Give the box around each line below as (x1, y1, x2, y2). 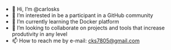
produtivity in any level (11, 31, 68, 38)
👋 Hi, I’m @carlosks (11, 6, 60, 12)
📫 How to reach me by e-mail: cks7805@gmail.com (11, 37, 140, 44)
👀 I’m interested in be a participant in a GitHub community (11, 12, 153, 19)
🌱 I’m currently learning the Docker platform (11, 18, 119, 25)
